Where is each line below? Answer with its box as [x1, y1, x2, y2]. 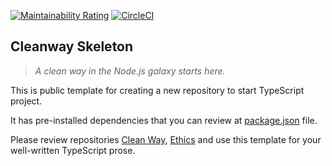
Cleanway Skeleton [10, 38, 134, 55]
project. [10, 95, 43, 107]
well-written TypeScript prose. [10, 144, 136, 156]
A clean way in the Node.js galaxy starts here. [34, 65, 226, 77]
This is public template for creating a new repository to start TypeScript [10, 84, 305, 96]
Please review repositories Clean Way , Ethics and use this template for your [10, 133, 322, 145]
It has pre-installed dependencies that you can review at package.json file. [10, 114, 318, 126]
